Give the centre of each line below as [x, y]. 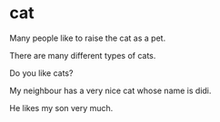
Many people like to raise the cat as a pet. [88, 38]
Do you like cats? [41, 73]
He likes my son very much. [61, 108]
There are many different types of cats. [83, 55]
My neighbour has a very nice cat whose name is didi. [110, 90]
